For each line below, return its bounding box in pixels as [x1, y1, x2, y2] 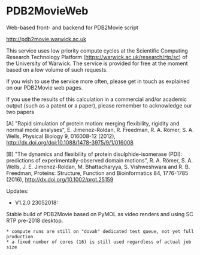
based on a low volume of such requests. [6, 66, 108, 73]
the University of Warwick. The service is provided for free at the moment [6, 60, 188, 67]
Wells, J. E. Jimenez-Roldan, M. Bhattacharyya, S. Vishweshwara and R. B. [6, 163, 190, 170]
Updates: [6, 187, 29, 195]
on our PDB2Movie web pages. [6, 84, 83, 91]
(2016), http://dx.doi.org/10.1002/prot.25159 [6, 176, 114, 183]
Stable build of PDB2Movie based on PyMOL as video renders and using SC [6, 210, 193, 217]
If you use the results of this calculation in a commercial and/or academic [6, 96, 187, 103]
